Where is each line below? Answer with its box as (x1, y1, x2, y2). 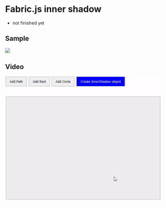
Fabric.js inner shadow (5, 3, 102, 15)
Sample (5, 34, 29, 43)
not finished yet (12, 20, 45, 26)
